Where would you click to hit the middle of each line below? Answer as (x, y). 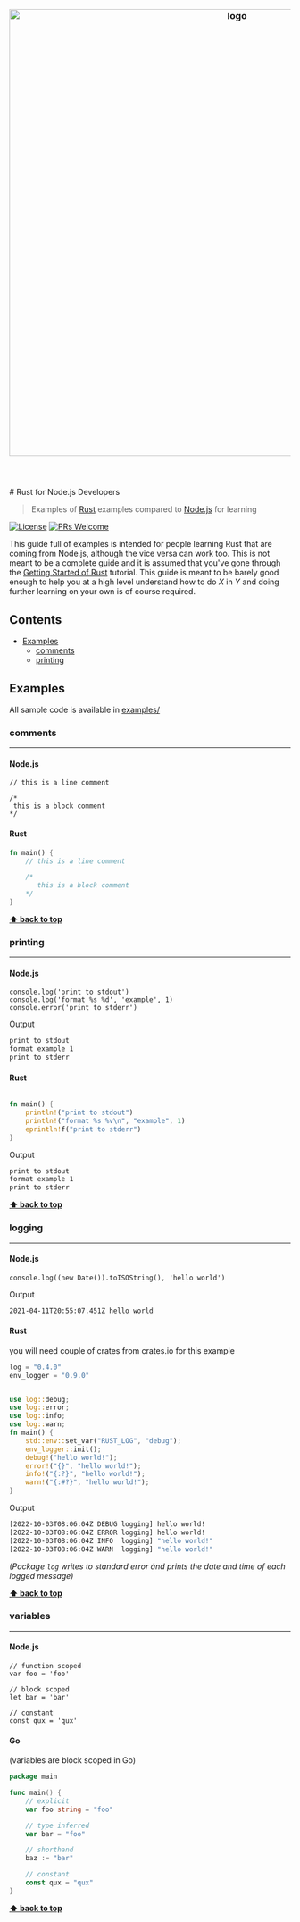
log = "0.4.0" (36, 1367)
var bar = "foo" (56, 1834)
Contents (36, 620)
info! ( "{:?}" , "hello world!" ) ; (85, 1474)
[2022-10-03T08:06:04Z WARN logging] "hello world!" (112, 1549)
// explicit (47, 1801)
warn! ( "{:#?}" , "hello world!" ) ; (87, 1482)
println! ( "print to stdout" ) (79, 1113)
